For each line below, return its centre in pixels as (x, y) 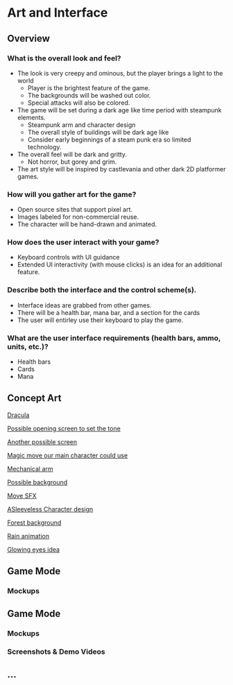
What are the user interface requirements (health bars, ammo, (114, 338)
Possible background (37, 482)
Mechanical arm (30, 468)
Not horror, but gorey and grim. (72, 162)
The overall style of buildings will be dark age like (98, 132)
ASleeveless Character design (50, 509)
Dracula (18, 415)
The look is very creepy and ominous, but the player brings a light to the (120, 73)
